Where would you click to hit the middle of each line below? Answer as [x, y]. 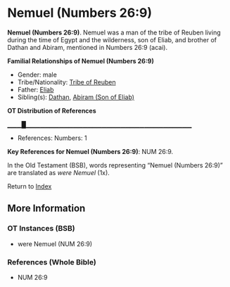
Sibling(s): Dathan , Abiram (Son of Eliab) [76, 97]
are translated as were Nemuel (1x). [59, 172]
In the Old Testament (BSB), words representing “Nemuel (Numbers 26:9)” [115, 165]
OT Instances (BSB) [41, 229]
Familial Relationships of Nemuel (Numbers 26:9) [81, 60]
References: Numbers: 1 [52, 138]
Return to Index [30, 186]
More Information [46, 209]
